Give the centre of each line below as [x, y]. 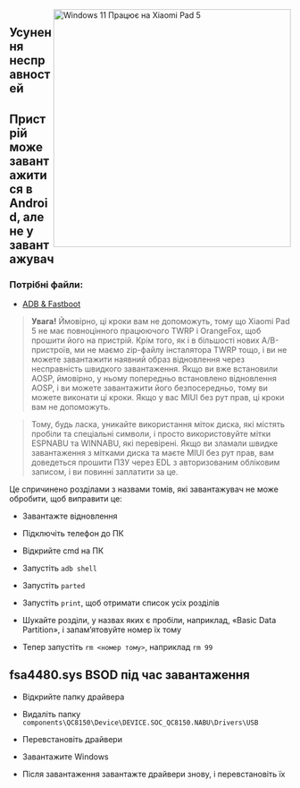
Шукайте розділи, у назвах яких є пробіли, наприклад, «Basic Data [149, 621]
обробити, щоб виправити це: [66, 499]
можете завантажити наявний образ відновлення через [138, 360]
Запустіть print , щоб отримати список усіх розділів [121, 603]
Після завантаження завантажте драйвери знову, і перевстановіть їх [154, 774]
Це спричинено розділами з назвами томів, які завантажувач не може [144, 489]
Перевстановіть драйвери [72, 739]
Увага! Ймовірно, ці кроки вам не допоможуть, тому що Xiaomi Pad [160, 321]
